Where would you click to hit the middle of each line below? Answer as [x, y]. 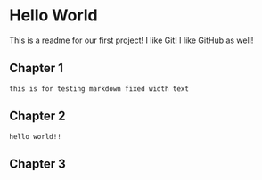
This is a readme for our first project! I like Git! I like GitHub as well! [131, 40]
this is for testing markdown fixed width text [99, 89]
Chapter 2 [37, 116]
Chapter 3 [38, 164]
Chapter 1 [37, 68]
